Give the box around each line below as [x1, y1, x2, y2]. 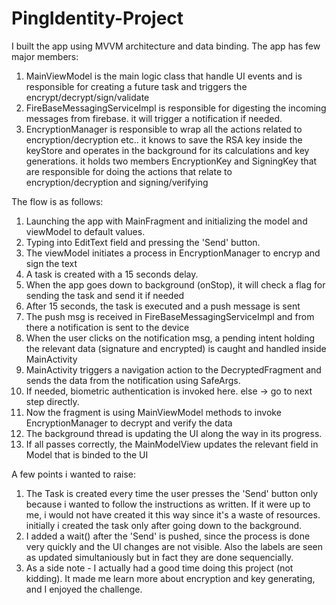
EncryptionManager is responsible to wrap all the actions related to [25, 123, 303, 135]
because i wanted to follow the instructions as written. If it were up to [25, 498, 311, 510]
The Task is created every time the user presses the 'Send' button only [25, 487, 319, 499]
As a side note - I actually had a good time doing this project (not [25, 562, 294, 574]
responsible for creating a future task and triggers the [25, 80, 248, 92]
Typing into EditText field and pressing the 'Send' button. [25, 236, 261, 248]
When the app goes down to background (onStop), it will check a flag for [25, 278, 326, 291]
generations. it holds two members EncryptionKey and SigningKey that [25, 155, 318, 167]
